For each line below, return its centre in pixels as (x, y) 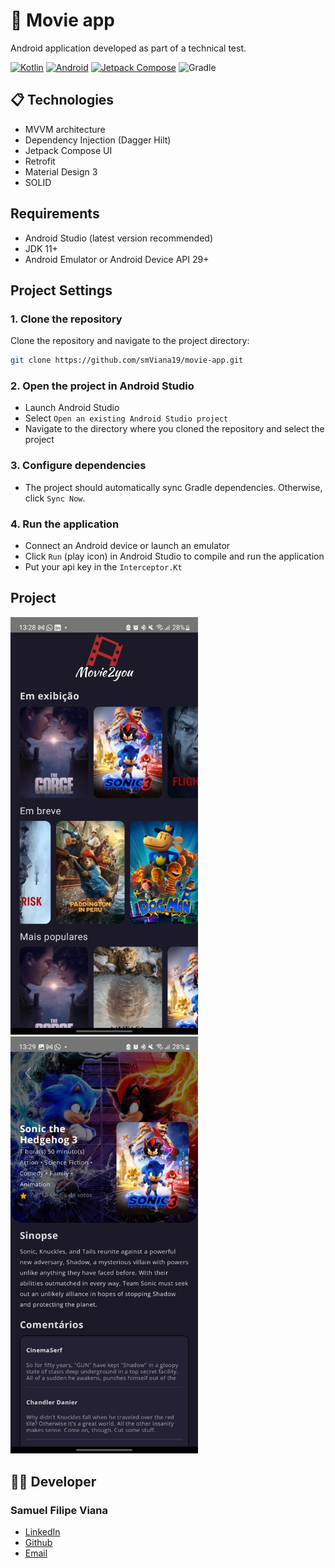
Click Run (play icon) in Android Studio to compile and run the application (174, 556)
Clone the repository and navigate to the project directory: (130, 341)
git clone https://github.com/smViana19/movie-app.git (127, 360)
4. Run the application (65, 524)
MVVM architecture (65, 129)
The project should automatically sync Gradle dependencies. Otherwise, (173, 487)
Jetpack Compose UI (68, 150)
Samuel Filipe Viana (59, 1510)
